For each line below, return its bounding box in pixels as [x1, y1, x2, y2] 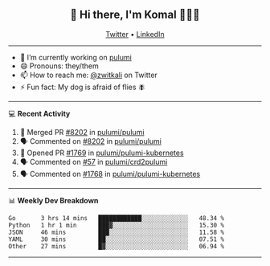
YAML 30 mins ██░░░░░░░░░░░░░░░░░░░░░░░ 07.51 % [8, 235, 225, 243]
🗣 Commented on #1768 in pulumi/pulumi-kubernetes [19, 169, 201, 178]
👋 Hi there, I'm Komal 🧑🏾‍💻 [70, 8, 200, 22]
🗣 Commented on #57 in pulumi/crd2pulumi [19, 157, 168, 166]
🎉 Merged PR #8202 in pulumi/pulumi [19, 127, 145, 137]
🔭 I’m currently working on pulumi [19, 52, 133, 62]
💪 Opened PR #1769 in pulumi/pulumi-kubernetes [19, 148, 184, 158]
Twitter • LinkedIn [105, 29, 165, 39]
